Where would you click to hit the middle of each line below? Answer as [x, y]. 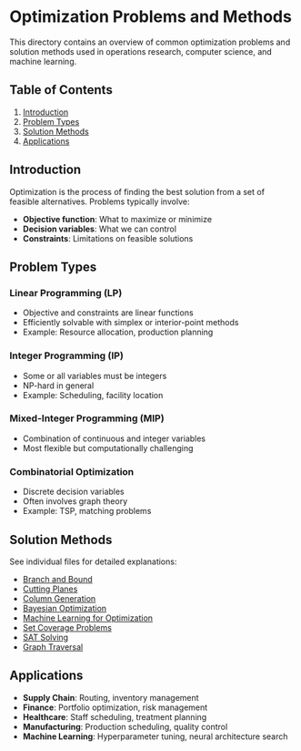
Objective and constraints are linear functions [108, 313]
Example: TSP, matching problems [87, 511]
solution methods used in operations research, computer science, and [141, 51]
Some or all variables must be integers [95, 375]
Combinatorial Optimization [72, 471]
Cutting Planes [50, 589]
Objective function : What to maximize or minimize [117, 219]
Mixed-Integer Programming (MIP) [87, 418]
